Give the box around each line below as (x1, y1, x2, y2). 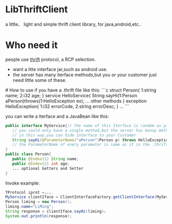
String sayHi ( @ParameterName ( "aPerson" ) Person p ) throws (12, 137, 137, 143)
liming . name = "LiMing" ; (5, 204, 54, 209)
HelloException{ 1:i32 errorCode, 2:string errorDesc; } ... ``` (5, 103, 130, 109)
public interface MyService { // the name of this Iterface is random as (5, 123, 161, 128)
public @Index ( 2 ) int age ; (12, 161, 70, 166)
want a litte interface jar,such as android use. (12, 66, 107, 72)
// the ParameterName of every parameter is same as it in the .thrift (12, 142, 168, 147)
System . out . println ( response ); (5, 213, 72, 218)
